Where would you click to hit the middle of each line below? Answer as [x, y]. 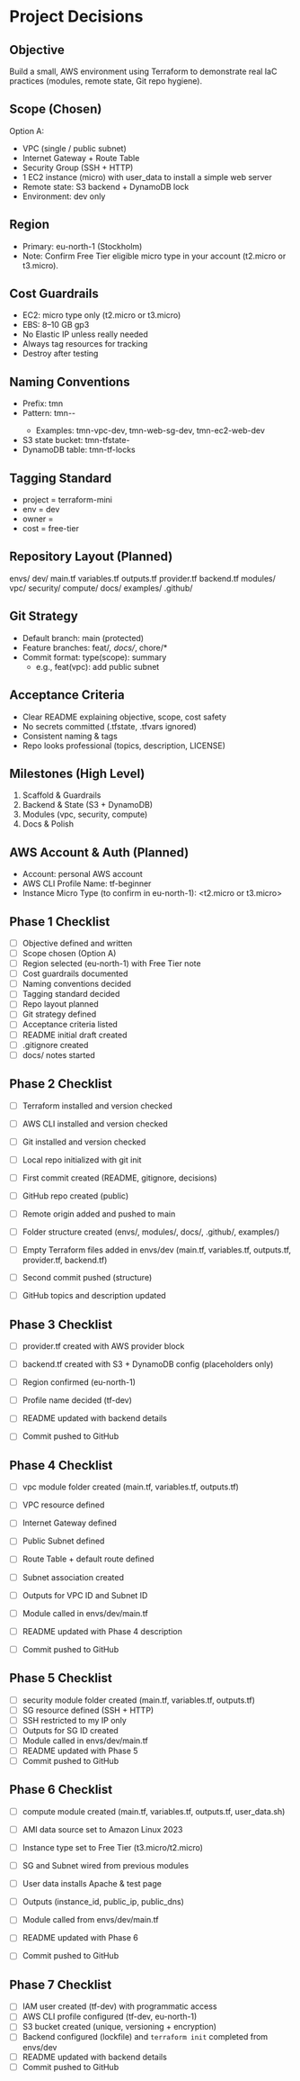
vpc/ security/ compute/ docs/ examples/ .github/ [101, 588]
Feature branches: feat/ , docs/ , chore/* [95, 647]
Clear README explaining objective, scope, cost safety [124, 717]
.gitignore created [55, 1045]
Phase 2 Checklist [61, 1084]
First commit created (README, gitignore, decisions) [119, 1178]
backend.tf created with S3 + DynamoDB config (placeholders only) [148, 1364]
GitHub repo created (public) [75, 1196]
